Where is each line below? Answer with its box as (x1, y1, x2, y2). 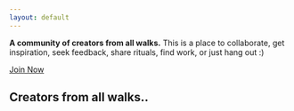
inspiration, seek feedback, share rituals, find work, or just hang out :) (9, 46, 265, 58)
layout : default (9, 12, 69, 22)
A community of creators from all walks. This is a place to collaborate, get (9, 37, 285, 48)
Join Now (9, 64, 45, 75)
